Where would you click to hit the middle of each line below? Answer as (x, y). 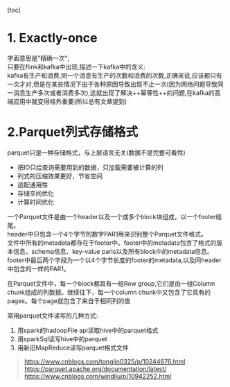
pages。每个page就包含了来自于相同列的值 (69, 300)
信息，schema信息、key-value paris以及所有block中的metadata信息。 (113, 251)
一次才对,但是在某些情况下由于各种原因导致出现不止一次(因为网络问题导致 (113, 84)
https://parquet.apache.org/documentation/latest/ (95, 369)
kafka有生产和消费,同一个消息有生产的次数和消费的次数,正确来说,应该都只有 (115, 75)
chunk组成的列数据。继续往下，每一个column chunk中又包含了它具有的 (109, 292)
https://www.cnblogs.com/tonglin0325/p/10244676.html (105, 361)
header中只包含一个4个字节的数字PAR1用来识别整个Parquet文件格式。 (107, 234)
